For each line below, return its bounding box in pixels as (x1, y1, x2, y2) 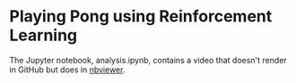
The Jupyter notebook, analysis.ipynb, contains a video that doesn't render (9, 54, 287, 65)
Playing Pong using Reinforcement (9, 6, 273, 27)
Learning (9, 25, 78, 46)
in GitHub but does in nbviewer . (9, 64, 126, 75)
